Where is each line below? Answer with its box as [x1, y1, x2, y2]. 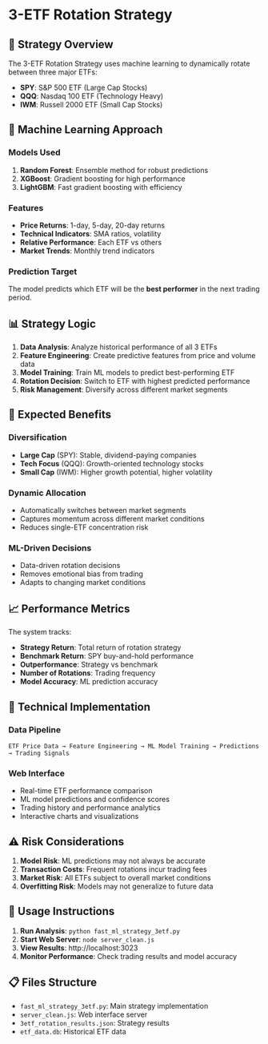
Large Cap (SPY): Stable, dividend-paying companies [19, 450, 198, 460]
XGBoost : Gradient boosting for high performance [19, 174, 186, 183]
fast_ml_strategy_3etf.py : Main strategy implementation [19, 1001, 209, 1010]
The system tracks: [8, 627, 72, 637]
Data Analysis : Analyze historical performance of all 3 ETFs [19, 342, 218, 352]
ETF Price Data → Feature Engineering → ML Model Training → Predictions [8, 742, 260, 750]
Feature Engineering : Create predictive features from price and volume [19, 351, 256, 361]
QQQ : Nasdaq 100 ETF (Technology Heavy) [19, 91, 164, 101]
